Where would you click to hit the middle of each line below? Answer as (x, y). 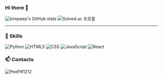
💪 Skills (14, 36)
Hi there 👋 (17, 8)
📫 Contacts (19, 59)
